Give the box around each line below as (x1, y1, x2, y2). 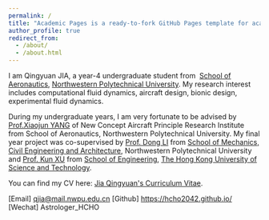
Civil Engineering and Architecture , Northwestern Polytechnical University (8, 146, 252, 155)
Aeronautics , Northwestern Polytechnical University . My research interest (8, 79, 251, 89)
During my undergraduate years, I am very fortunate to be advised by (8, 112, 237, 121)
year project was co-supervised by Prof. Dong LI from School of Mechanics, (8, 138, 260, 146)
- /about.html (15, 49, 62, 57)
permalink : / (8, 11, 52, 20)
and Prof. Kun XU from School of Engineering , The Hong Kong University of (8, 154, 258, 164)
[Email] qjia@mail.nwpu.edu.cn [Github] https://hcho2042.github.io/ (8, 194, 232, 203)
